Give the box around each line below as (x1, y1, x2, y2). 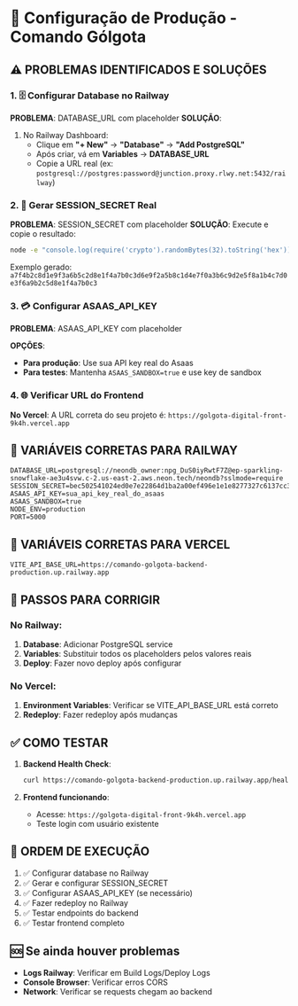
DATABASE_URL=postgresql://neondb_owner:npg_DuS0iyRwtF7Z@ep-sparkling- (10, 466, 284, 475)
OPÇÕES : (10, 340, 45, 351)
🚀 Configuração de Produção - (10, 8, 238, 28)
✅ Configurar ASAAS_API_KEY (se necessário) (22, 887, 194, 898)
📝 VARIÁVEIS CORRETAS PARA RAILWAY (10, 443, 238, 458)
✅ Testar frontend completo (22, 917, 125, 928)
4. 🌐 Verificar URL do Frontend (10, 389, 144, 402)
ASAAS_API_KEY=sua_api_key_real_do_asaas (10, 489, 165, 499)
